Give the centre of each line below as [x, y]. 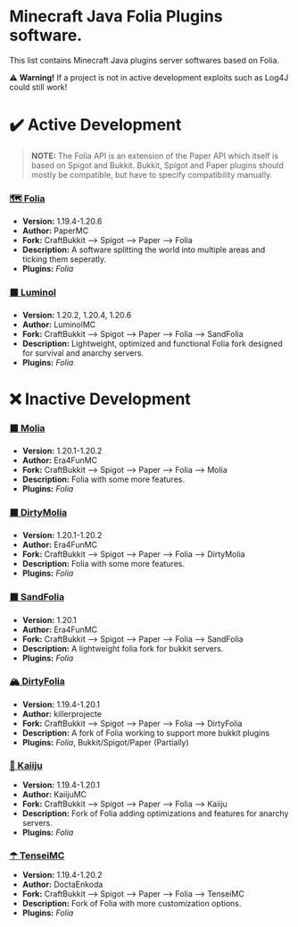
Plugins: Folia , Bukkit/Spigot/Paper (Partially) [105, 742]
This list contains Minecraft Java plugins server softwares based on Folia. [144, 60]
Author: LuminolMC [59, 324]
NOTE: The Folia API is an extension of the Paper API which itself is [155, 156]
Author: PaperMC [55, 231]
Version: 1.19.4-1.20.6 [62, 222]
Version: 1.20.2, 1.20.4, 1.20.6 [77, 316]
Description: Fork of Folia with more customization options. [132, 904]
